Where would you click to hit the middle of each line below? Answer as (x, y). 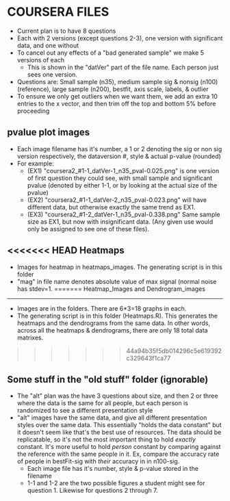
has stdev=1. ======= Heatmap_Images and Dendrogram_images (111, 289)
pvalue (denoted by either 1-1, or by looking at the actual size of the (122, 185)
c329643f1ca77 (149, 358)
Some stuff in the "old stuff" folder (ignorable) (108, 380)
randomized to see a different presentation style (85, 411)
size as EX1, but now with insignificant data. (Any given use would (120, 221)
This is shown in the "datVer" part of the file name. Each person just (123, 67)
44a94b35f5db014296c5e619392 (174, 350)
